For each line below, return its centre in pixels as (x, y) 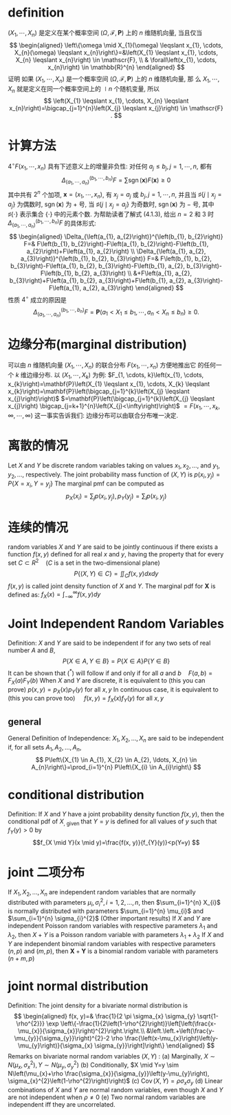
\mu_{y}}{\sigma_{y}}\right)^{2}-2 (62, 1038)
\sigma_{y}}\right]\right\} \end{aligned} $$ (155, 1045)
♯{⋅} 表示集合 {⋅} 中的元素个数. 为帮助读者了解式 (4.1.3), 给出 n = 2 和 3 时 (111, 214)
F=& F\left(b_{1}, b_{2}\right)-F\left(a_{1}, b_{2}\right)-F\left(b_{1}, (116, 243)
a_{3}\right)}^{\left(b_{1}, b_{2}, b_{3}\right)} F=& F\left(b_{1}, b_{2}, (116, 258)
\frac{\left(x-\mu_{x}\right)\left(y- (171, 1038)
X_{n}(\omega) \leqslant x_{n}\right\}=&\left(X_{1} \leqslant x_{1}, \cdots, (116, 52)
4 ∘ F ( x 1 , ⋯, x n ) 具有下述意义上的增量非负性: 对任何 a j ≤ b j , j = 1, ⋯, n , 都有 (110, 166)
